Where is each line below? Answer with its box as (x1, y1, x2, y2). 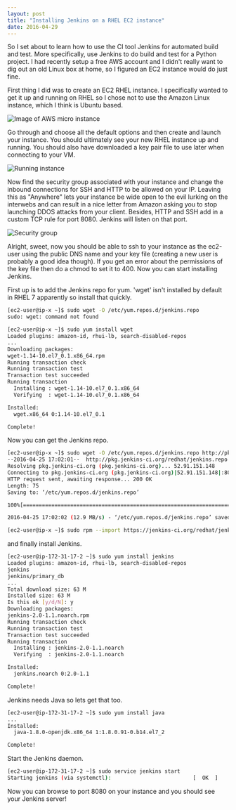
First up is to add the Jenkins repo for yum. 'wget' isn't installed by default (7, 286, 223, 294)
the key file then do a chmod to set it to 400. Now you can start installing (7, 265, 218, 273)
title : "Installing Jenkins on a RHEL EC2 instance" (7, 17, 165, 24)
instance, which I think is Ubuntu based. (7, 101, 123, 110)
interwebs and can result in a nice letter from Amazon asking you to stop (7, 200, 218, 209)
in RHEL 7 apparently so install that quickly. (7, 293, 132, 302)
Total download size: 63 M (7, 586, 86, 593)
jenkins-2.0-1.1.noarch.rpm (7, 612, 90, 619)
